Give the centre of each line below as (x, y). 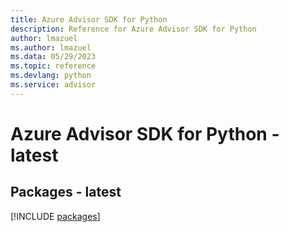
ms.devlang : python (51, 76)
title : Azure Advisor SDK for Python (89, 19)
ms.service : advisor (53, 85)
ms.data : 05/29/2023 (53, 57)
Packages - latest (66, 192)
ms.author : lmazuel (51, 47)
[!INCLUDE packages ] (55, 216)
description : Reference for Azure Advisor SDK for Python (133, 29)
